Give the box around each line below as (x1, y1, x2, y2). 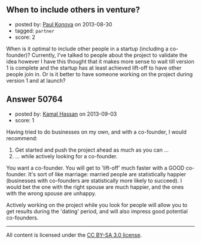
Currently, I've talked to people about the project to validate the (31, 51, 188, 59)
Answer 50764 (6, 94, 63, 104)
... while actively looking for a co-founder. (14, 152, 118, 159)
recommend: (6, 134, 38, 141)
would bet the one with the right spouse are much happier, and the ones (6, 183, 184, 191)
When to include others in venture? (6, 5, 141, 15)
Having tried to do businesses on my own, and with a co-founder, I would (6, 128, 187, 135)
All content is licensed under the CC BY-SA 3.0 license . (6, 231, 142, 239)
